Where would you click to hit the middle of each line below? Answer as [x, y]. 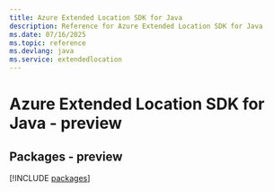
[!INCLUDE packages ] [50, 178]
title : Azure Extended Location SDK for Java [96, 18]
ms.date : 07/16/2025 [48, 34]
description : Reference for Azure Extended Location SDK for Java [136, 26]
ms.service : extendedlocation [66, 59]
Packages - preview [66, 156]
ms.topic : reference [48, 43]
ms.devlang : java [42, 51]
